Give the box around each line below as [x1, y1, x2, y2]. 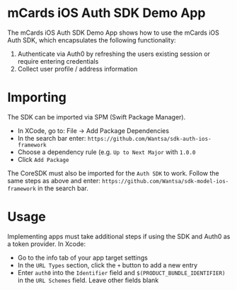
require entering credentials [17, 57, 99, 65]
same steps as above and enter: [7, 176, 100, 185]
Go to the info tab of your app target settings [17, 253, 149, 262]
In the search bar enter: [17, 134, 86, 142]
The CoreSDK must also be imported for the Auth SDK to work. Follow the [7, 168, 219, 178]
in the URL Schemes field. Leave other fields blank [17, 276, 159, 284]
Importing [7, 90, 67, 105]
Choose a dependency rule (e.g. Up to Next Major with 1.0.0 [17, 147, 196, 156]
